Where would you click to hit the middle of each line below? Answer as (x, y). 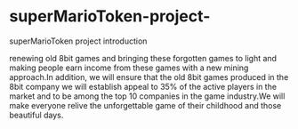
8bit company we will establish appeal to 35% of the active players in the (143, 86)
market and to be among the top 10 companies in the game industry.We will (147, 96)
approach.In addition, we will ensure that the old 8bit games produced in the (149, 77)
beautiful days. (36, 115)
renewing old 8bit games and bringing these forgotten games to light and (143, 58)
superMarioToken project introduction (78, 41)
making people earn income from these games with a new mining (129, 68)
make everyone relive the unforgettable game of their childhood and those (145, 105)
